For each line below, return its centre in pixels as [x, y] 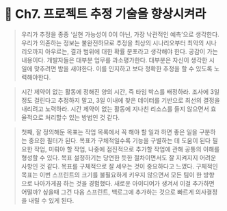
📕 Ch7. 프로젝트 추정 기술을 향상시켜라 [105, 14]
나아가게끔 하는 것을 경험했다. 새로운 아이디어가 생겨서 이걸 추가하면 [124, 183]
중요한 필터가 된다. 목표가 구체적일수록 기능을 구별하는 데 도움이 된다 [120, 140]
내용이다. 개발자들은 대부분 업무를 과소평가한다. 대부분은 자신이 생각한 [114, 60]
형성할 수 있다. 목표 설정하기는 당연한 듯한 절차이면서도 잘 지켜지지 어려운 [119, 158]
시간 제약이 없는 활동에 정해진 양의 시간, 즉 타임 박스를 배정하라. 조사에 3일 [120, 91]
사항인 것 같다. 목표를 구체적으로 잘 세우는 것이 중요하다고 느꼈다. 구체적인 [119, 166]
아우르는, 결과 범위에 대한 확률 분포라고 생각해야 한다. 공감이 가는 [131, 51]
